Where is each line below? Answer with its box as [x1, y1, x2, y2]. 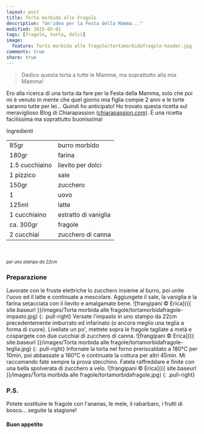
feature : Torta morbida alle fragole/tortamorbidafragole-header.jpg [12, 43, 192, 49]
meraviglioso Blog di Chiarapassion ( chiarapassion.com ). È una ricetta [6, 109, 183, 116]
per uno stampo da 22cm [6, 259, 58, 265]
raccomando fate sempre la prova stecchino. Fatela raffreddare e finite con [6, 358, 195, 365]
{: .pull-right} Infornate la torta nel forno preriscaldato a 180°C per [32, 345, 198, 352]
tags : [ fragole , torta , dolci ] [6, 32, 86, 38]
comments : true [6, 49, 45, 55]
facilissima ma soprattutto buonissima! [6, 115, 103, 123]
